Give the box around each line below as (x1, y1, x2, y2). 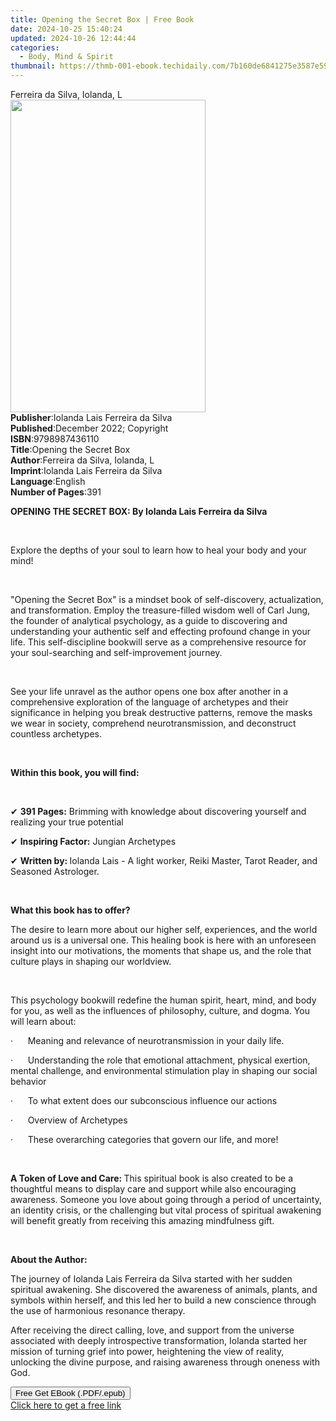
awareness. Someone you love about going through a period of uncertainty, (10, 1194, 322, 1205)
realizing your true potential (10, 816, 124, 828)
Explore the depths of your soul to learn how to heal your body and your (10, 544, 307, 556)
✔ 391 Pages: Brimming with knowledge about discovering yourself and (10, 806, 307, 817)
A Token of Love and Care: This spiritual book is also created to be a (10, 1172, 293, 1184)
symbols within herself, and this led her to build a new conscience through (10, 1294, 317, 1306)
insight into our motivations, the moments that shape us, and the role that (10, 945, 312, 956)
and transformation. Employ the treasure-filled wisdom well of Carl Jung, (10, 604, 311, 616)
